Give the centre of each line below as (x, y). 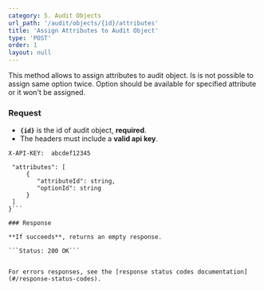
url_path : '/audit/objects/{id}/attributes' (83, 23)
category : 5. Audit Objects (55, 16)
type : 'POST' (30, 38)
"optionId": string (69, 188)
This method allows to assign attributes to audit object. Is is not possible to (131, 75)
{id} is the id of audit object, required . (83, 130)
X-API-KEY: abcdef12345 (49, 153)
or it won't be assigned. (47, 92)
